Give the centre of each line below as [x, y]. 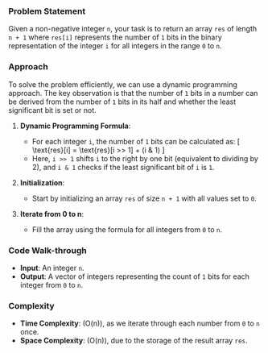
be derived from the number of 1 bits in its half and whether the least [122, 102]
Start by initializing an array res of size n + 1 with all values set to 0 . [144, 198]
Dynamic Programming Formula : [75, 126]
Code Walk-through [47, 250]
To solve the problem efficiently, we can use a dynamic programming [123, 84]
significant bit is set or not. [52, 110]
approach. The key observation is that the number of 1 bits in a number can [133, 93]
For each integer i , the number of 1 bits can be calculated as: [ [136, 141]
